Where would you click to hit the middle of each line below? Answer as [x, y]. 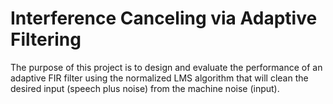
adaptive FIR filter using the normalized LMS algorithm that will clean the [159, 78]
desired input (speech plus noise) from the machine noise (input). [145, 88]
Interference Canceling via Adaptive [164, 18]
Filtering [46, 39]
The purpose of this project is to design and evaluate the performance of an [166, 67]
